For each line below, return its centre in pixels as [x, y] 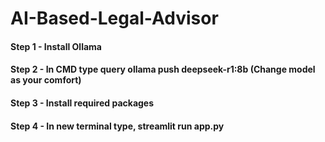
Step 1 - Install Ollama [56, 46]
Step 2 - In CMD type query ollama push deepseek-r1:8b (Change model [163, 69]
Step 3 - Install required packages [82, 103]
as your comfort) [46, 80]
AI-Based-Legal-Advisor [114, 18]
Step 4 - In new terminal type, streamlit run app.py [117, 126]
